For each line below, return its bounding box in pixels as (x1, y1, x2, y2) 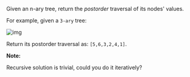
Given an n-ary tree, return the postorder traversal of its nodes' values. (6, 5, 185, 12)
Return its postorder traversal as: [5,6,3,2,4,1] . (6, 41, 127, 47)
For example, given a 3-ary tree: (6, 17, 87, 24)
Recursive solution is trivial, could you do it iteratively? (6, 64, 142, 71)
